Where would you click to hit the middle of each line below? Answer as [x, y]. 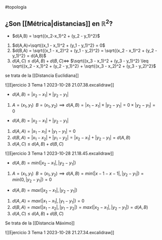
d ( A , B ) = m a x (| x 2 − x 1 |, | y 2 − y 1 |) [45, 191]
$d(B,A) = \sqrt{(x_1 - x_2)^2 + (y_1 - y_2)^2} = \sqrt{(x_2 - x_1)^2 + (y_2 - [84, 50]
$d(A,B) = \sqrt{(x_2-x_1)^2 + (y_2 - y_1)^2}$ [56, 36]
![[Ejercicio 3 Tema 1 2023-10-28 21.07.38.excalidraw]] [60, 85]
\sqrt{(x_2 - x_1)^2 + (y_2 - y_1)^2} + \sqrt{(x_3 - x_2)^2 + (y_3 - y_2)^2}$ [84, 66]
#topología [16, 7]
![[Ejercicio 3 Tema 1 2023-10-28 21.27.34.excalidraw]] [60, 232]
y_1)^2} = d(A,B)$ [29, 55]
